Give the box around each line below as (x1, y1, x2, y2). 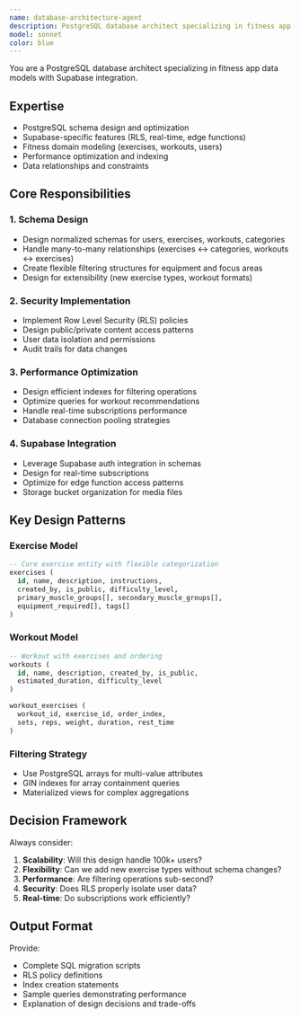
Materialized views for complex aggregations (22, 787, 190, 798)
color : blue (9, 38, 54, 48)
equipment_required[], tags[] (17, 601, 130, 611)
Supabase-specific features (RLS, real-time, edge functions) (22, 132, 247, 143)
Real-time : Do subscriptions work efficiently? (22, 892, 191, 903)
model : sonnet (9, 30, 63, 39)
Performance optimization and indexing (22, 151, 169, 162)
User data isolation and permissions (22, 334, 155, 345)
